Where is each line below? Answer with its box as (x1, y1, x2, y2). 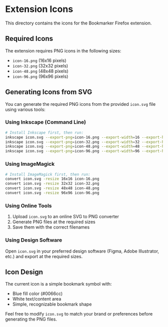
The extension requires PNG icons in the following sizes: (5, 47, 121, 53)
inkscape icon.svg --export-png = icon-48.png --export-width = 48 (5, 144, 140, 149)
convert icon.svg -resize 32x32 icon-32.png (5, 181, 99, 186)
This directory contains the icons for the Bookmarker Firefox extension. (5, 20, 152, 26)
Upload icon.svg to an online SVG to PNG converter (12, 214, 119, 220)
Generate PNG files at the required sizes (12, 219, 96, 225)
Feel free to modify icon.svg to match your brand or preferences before (5, 311, 153, 317)
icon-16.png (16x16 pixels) (12, 57, 66, 63)
